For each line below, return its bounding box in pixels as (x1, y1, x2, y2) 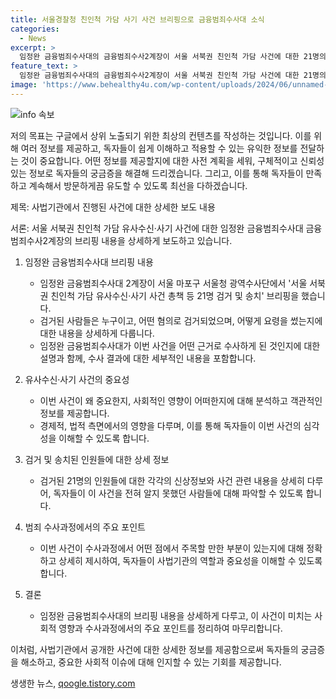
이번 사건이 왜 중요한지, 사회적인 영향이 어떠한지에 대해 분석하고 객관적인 (39, 394, 323, 406)
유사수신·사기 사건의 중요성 (24, 373, 130, 385)
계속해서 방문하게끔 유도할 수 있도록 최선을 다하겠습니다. (28, 179, 248, 191)
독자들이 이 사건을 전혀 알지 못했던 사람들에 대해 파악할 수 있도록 (53, 487, 304, 499)
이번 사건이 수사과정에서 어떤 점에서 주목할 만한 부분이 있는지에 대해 (39, 542, 305, 554)
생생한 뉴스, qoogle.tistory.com (10, 677, 136, 689)
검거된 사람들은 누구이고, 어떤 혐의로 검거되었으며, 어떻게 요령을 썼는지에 (39, 314, 323, 326)
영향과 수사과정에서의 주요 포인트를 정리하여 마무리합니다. (58, 622, 283, 634)
